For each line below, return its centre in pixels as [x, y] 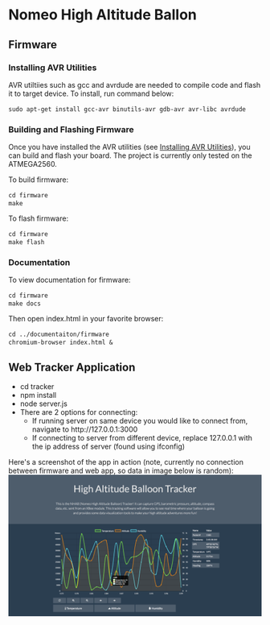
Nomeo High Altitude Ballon [102, 15]
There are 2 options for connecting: [79, 412]
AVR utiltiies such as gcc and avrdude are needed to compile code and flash [135, 85]
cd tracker [37, 387]
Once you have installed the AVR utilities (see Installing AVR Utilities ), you [129, 147]
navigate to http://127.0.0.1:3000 [85, 429]
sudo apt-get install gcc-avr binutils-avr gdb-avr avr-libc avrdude [127, 109]
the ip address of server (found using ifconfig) [108, 447]
